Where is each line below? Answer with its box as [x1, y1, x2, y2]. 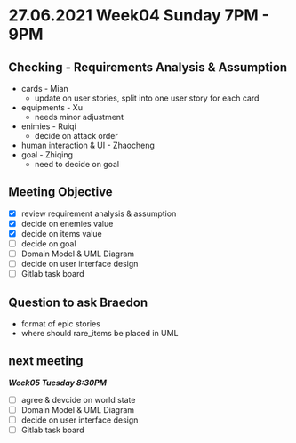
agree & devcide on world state [20, 394, 136, 405]
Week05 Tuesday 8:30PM [8, 377, 108, 388]
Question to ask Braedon [8, 294, 148, 310]
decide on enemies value [20, 218, 114, 229]
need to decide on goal [34, 159, 120, 169]
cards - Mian [20, 84, 68, 93]
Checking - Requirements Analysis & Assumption [8, 60, 288, 75]
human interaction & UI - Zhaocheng [20, 140, 155, 150]
